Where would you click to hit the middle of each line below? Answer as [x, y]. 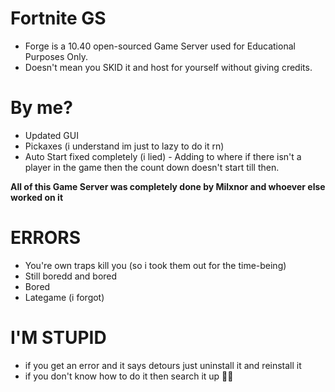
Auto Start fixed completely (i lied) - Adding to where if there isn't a [163, 156]
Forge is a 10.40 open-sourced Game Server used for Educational [160, 46]
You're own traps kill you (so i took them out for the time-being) [155, 265]
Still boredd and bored [71, 276]
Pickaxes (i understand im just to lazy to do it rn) [124, 146]
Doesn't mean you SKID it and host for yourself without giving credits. [168, 67]
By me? [41, 108]
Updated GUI [51, 135]
